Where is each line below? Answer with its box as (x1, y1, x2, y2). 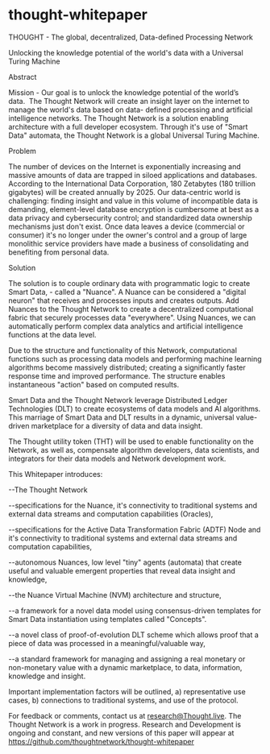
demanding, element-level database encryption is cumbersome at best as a (8, 204, 260, 214)
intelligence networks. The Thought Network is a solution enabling (8, 113, 229, 122)
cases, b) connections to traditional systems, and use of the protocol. (8, 695, 239, 705)
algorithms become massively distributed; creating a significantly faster (8, 362, 246, 372)
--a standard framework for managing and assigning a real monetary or (8, 654, 246, 664)
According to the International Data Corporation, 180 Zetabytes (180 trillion (8, 179, 256, 188)
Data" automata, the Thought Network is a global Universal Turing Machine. (8, 130, 260, 140)
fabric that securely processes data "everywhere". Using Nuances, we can (8, 313, 256, 322)
